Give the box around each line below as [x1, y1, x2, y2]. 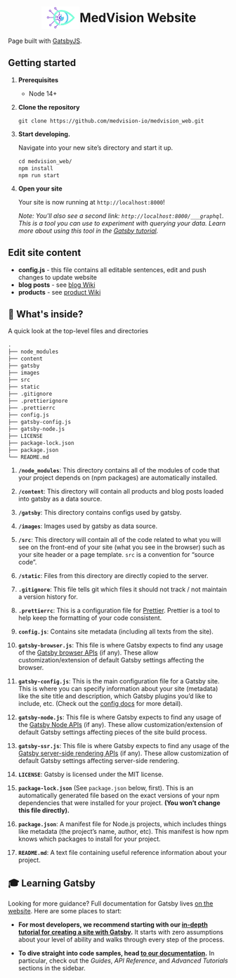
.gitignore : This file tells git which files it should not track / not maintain [18, 585, 228, 593]
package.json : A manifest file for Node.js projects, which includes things [18, 820, 227, 828]
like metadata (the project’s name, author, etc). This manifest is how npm [18, 828, 229, 836]
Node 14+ [28, 89, 58, 98]
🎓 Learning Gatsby [8, 877, 96, 889]
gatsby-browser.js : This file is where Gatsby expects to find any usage [18, 641, 223, 650]
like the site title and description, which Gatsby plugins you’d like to [18, 692, 213, 700]
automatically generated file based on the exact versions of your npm [18, 791, 220, 800]
